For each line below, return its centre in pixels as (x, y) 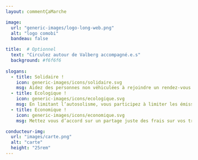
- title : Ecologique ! (39, 93)
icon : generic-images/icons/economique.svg (71, 115)
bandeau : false (30, 39)
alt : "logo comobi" (35, 33)
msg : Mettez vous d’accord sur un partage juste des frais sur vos (101, 121)
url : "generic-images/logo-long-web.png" (63, 28)
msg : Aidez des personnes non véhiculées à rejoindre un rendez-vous (104, 88)
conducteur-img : (25, 131)
